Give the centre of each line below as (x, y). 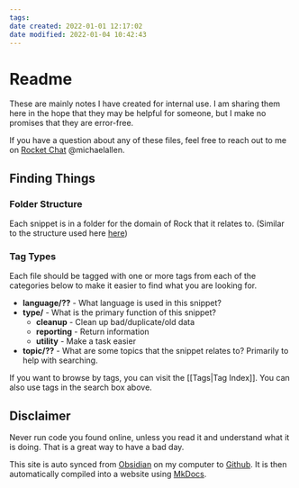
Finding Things (53, 178)
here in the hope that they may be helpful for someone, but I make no (138, 113)
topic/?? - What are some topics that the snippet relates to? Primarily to (155, 351)
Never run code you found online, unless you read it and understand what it (149, 438)
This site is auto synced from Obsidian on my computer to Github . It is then (148, 465)
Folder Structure (46, 203)
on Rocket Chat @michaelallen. (67, 150)
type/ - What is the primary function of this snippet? (119, 312)
